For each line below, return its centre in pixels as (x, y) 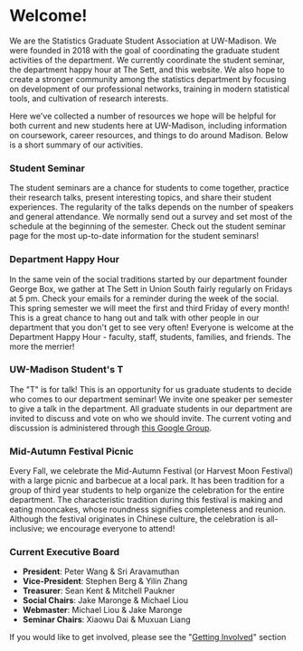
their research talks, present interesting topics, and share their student (141, 198)
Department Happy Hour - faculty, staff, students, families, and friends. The (150, 336)
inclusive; (27, 529)
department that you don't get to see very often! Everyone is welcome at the (151, 327)
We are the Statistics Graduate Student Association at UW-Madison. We (143, 41)
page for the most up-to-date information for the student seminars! (134, 236)
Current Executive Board (65, 552)
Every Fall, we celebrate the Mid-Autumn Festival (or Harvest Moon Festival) (151, 471)
